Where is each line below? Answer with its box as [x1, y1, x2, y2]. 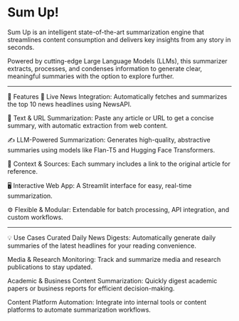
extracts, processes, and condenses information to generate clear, [7, 64, 203, 73]
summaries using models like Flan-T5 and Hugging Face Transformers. [7, 145, 216, 154]
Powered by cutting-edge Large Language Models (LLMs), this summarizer [7, 56, 228, 65]
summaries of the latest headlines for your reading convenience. [7, 241, 197, 250]
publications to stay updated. [7, 263, 92, 271]
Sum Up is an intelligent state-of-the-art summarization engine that [7, 28, 205, 36]
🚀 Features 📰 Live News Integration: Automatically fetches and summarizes [7, 92, 228, 100]
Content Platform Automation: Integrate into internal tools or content [7, 298, 207, 306]
